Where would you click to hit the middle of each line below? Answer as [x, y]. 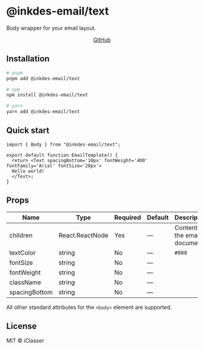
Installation [28, 59]
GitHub [102, 39]
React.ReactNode [83, 235]
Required [128, 217]
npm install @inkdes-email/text [47, 95]
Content [186, 228]
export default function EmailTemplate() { [62, 155]
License [22, 326]
